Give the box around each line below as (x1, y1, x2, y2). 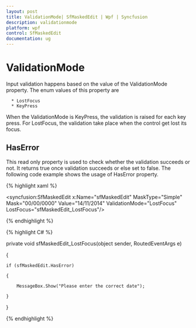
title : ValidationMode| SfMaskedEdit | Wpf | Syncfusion (6, 14, 148, 20)
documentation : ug (6, 36, 51, 42)
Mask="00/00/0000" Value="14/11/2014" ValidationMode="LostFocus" (6, 200, 177, 207)
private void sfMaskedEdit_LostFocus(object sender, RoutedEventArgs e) (6, 240, 183, 247)
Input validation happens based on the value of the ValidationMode (6, 80, 168, 87)
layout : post (6, 8, 38, 15)
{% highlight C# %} (6, 228, 53, 235)
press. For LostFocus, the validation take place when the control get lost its (6, 119, 187, 127)
